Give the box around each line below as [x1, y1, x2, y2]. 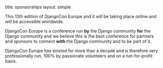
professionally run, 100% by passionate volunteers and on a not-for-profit [5, 53, 153, 59]
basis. [5, 58, 17, 64]
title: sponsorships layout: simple [5, 4, 71, 10]
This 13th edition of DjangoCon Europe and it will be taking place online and [5, 14, 157, 19]
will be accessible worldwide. [5, 19, 64, 24]
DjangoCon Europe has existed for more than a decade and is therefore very [5, 48, 158, 53]
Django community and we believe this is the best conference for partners [5, 34, 154, 39]
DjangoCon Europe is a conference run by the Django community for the [5, 28, 151, 34]
